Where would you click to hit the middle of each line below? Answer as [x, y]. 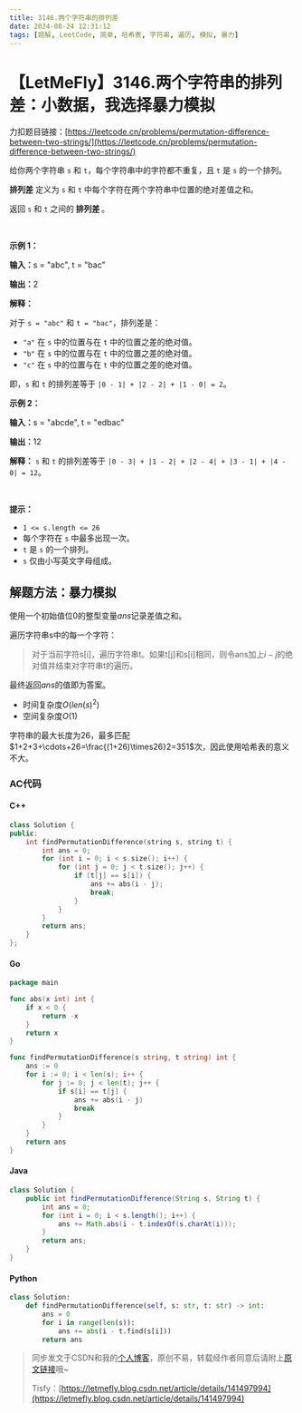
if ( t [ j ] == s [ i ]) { [113, 876]
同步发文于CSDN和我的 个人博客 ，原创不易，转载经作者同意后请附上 [158, 1358]
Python [24, 1278]
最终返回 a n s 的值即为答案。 [60, 685]
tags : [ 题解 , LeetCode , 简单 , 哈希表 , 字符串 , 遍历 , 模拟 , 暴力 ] [124, 34]
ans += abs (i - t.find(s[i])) [114, 1331]
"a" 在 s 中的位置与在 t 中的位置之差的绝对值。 [109, 342]
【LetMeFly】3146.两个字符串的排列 [146, 82]
